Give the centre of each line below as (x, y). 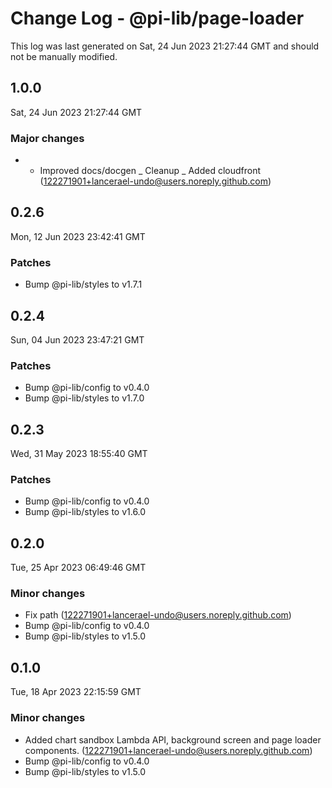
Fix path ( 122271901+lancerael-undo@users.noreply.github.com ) (158, 615)
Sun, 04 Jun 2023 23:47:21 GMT (77, 339)
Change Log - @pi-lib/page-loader (157, 18)
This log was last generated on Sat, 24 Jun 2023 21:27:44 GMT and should (165, 46)
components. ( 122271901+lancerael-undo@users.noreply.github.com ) (168, 750)
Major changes (47, 138)
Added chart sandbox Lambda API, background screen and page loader (173, 739)
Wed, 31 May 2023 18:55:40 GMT (79, 454)
